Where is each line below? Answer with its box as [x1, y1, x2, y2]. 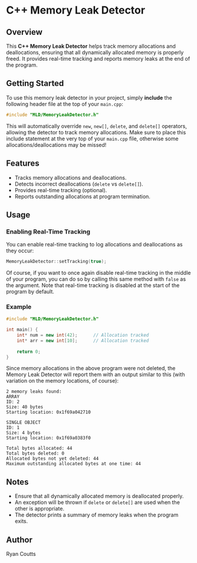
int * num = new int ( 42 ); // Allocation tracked [17, 332, 149, 338]
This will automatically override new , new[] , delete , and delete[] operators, [6, 122, 188, 130]
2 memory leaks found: [6, 388, 62, 395]
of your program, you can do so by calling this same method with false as [6, 275, 186, 283]
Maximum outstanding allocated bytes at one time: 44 [6, 461, 142, 467]
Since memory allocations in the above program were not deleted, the [6, 365, 176, 372]
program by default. [6, 288, 55, 295]
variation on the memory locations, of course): [6, 377, 119, 384]
